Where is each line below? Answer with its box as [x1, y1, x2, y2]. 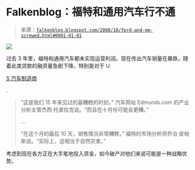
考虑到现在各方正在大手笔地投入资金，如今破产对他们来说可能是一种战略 [6, 150, 182, 157]
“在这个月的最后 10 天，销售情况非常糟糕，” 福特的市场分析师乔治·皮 [20, 130, 184, 137]
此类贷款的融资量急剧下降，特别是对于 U [11, 62, 110, 69]
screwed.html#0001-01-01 [20, 32, 82, 38]
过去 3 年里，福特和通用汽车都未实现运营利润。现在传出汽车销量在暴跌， [6, 54, 183, 62]
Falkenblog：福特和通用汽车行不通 [6, 5, 175, 19]
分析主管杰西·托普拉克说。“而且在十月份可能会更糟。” [20, 106, 149, 113]
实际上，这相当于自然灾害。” [38, 137, 106, 145]
